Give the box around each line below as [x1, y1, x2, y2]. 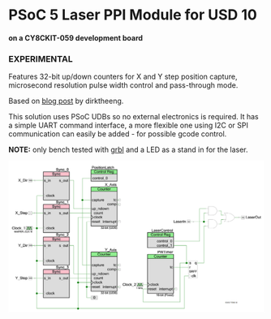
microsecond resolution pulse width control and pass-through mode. [8, 80, 239, 90]
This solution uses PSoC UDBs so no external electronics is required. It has [8, 112, 259, 122]
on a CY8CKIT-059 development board [8, 32, 144, 42]
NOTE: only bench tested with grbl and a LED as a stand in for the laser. [8, 144, 249, 155]
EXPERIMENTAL [8, 53, 73, 64]
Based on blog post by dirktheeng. [8, 96, 124, 106]
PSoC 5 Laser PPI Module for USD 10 [8, 6, 257, 24]
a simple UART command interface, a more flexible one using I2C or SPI [8, 120, 249, 131]
